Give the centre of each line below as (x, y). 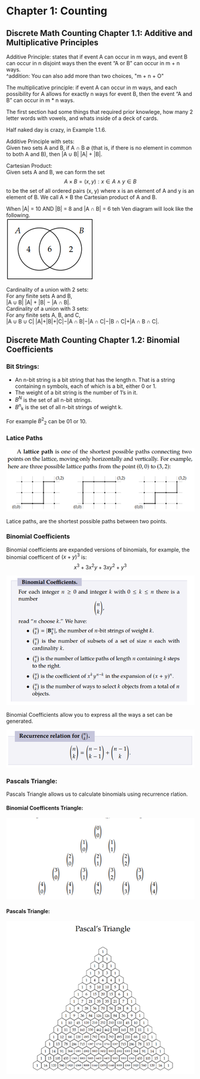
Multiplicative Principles (52, 42)
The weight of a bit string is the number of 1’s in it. (76, 392)
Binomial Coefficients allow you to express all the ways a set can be (90, 714)
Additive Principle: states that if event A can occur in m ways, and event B (97, 57)
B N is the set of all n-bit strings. (53, 399)
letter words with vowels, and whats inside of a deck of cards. (82, 118)
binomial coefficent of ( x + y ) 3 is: (47, 556)
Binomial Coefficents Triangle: (45, 808)
